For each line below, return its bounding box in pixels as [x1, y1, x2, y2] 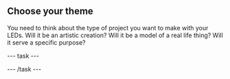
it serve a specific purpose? [7, 38, 86, 47]
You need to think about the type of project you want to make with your [7, 23, 209, 32]
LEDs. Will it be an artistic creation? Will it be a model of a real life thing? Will [7, 31, 223, 39]
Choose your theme [7, 5, 94, 17]
